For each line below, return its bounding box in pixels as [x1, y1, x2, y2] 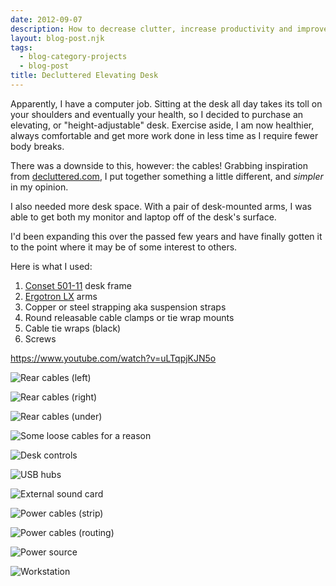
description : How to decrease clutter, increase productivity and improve [10, 24, 329, 34]
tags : [10, 42, 33, 53]
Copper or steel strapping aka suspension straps [24, 301, 227, 313]
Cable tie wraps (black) [24, 322, 122, 334]
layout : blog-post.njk [10, 33, 105, 43]
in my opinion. [10, 181, 69, 193]
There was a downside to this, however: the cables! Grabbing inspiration [10, 159, 308, 171]
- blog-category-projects [19, 52, 128, 62]
